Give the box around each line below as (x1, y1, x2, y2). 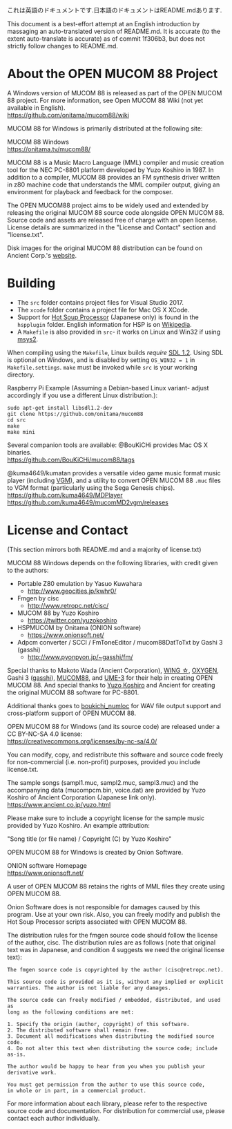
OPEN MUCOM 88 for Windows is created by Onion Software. (7, 848, 184, 856)
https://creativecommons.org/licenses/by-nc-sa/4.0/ (7, 737, 157, 745)
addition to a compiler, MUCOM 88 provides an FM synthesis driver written (7, 173, 220, 181)
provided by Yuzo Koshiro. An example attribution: (7, 821, 151, 829)
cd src (7, 417, 26, 424)
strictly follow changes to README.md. (7, 42, 119, 50)
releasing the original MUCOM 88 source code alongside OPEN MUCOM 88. (7, 208, 224, 216)
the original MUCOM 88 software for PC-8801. (7, 688, 139, 696)
